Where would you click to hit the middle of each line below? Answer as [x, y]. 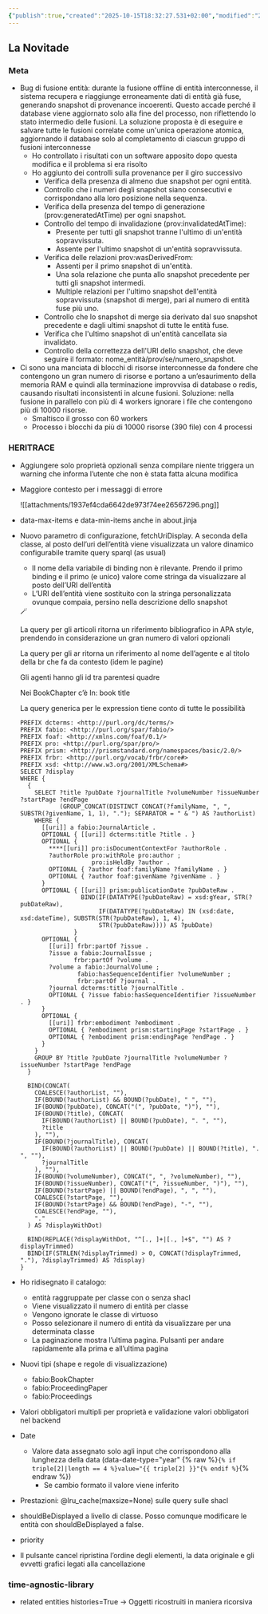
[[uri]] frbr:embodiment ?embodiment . [115, 1023]
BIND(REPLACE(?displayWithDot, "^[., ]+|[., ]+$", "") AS [126, 1239]
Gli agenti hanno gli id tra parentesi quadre [90, 677]
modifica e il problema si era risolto [89, 164]
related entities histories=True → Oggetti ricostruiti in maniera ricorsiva [136, 1601]
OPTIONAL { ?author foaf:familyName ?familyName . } [138, 869]
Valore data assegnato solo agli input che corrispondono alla [131, 1451]
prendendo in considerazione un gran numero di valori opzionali [125, 637]
